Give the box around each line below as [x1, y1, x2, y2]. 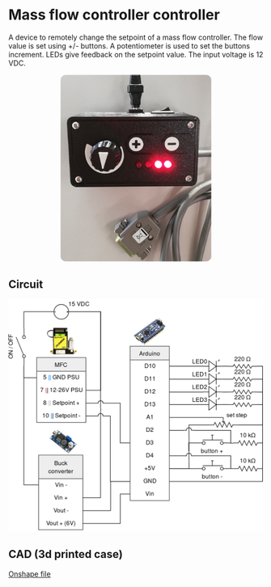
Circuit [8, 277, 44, 291]
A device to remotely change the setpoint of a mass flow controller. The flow [8, 32, 264, 42]
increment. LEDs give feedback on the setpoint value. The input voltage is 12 [8, 49, 264, 59]
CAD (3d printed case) [8, 547, 123, 561]
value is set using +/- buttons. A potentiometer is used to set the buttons [8, 40, 251, 50]
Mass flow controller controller [8, 6, 220, 24]
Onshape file [8, 568, 51, 579]
